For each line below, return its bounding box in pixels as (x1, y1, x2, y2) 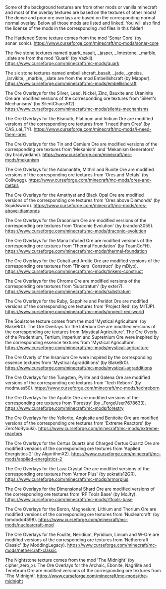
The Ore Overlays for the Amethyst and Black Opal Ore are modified (5, 192, 144, 198)
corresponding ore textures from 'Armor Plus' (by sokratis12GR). (5, 471, 136, 477)
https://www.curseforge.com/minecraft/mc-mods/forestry (5, 405, 124, 411)
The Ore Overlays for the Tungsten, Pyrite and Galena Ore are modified (5, 374, 150, 380)
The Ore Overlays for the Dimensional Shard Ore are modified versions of (5, 486, 155, 492)
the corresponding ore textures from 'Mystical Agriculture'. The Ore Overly (5, 329, 158, 335)
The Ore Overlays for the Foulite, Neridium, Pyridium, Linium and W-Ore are (5, 531, 160, 537)
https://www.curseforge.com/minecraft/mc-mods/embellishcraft (5, 80, 137, 86)
